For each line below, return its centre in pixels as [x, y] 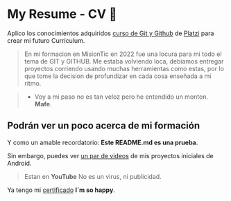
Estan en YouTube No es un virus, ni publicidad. [93, 176]
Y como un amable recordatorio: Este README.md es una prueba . [103, 142]
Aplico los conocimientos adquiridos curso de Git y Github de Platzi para [111, 33]
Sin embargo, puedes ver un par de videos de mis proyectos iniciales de [110, 155]
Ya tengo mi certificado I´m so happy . [61, 190]
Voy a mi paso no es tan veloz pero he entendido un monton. [121, 97]
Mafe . [43, 104]
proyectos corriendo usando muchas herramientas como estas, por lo [124, 68]
